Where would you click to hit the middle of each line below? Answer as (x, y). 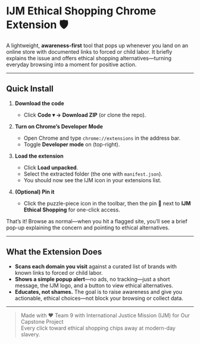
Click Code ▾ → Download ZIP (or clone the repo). (85, 115)
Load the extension (39, 156)
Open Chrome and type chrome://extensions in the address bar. (102, 138)
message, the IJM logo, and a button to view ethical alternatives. (94, 285)
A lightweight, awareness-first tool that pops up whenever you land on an (97, 45)
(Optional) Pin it (35, 192)
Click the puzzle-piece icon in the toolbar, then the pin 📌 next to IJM (107, 203)
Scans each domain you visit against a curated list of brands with (96, 266)
